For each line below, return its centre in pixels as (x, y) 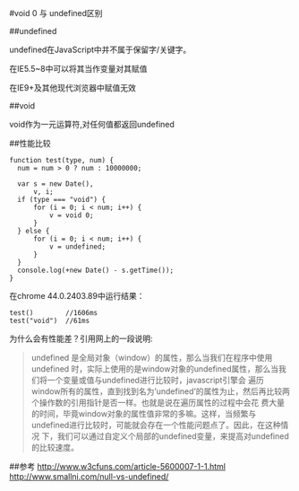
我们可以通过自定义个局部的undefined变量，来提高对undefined (173, 436)
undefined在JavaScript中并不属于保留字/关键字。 (100, 49)
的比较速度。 (55, 447)
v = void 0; (71, 215)
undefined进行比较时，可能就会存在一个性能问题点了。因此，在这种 (156, 425)
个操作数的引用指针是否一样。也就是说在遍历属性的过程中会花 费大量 (158, 403)
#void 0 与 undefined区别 (56, 13)
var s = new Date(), (56, 184)
